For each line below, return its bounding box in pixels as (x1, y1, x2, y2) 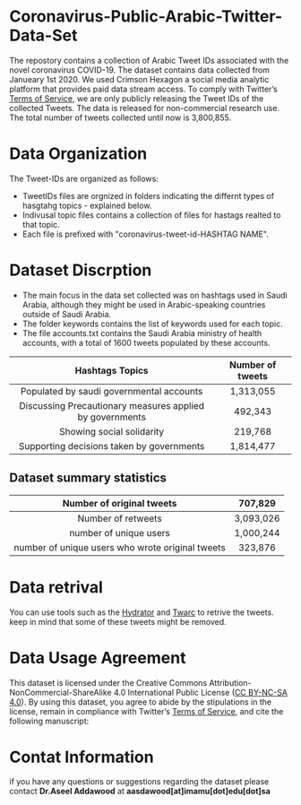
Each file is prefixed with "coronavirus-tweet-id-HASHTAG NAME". (21, 229, 269, 239)
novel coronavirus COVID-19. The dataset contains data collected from (9, 65, 271, 75)
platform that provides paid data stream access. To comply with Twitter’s (9, 83, 278, 94)
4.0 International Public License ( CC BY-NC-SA (113, 687, 288, 697)
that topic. (21, 219, 60, 229)
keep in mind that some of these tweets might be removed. (9, 616, 227, 627)
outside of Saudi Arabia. (21, 308, 112, 319)
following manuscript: (9, 715, 90, 726)
